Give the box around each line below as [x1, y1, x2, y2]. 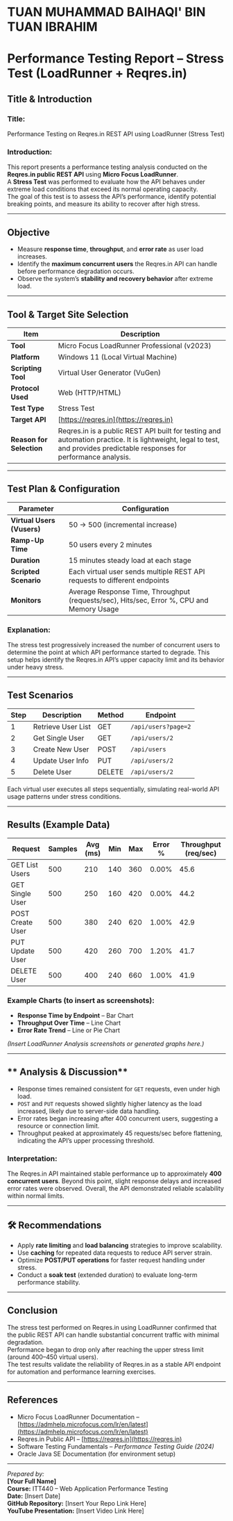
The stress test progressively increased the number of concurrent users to [7, 641, 221, 649]
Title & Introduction [7, 93, 92, 105]
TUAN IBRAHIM [7, 19, 98, 35]
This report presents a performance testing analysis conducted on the [7, 163, 208, 171]
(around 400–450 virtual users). [7, 1353, 98, 1361]
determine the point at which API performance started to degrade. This [7, 648, 210, 657]
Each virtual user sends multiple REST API [68, 567, 205, 576]
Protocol [10, 383, 40, 393]
